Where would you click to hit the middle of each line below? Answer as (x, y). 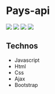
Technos (22, 46)
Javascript (27, 60)
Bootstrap (26, 85)
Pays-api (28, 11)
